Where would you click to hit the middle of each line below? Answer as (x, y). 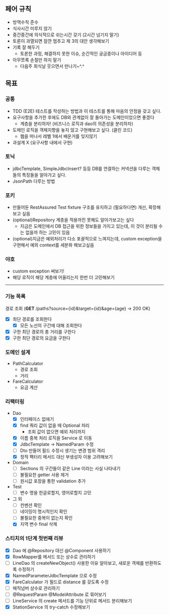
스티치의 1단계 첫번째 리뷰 (34, 539)
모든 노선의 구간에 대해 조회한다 (51, 325)
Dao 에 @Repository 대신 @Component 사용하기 (62, 550)
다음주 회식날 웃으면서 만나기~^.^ (52, 66)
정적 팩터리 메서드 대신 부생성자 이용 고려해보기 (66, 457)
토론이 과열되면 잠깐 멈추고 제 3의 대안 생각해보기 (61, 41)
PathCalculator (28, 364)
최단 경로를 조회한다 (32, 319)
